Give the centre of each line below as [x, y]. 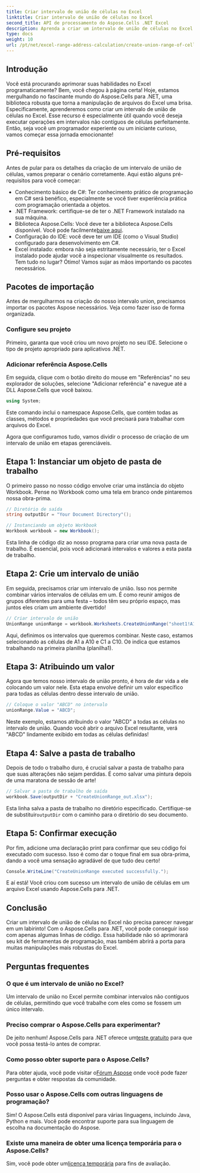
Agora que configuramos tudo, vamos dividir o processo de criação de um [98, 436]
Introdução [27, 69]
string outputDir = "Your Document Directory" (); [69, 514]
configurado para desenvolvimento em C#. [67, 243]
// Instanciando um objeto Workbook [51, 526]
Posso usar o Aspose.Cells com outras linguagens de [85, 1094]
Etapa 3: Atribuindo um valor [60, 667]
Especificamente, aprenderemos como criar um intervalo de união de [91, 109]
